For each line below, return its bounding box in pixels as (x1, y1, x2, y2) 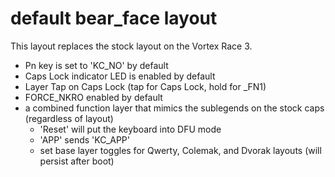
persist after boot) (39, 155, 115, 167)
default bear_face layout (10, 7, 218, 30)
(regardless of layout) (24, 112, 114, 124)
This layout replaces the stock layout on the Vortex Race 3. (10, 40, 253, 52)
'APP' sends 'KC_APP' (39, 133, 131, 146)
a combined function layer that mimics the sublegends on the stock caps (24, 102, 325, 114)
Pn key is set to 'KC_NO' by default (24, 59, 169, 71)
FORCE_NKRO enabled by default (24, 91, 163, 103)
